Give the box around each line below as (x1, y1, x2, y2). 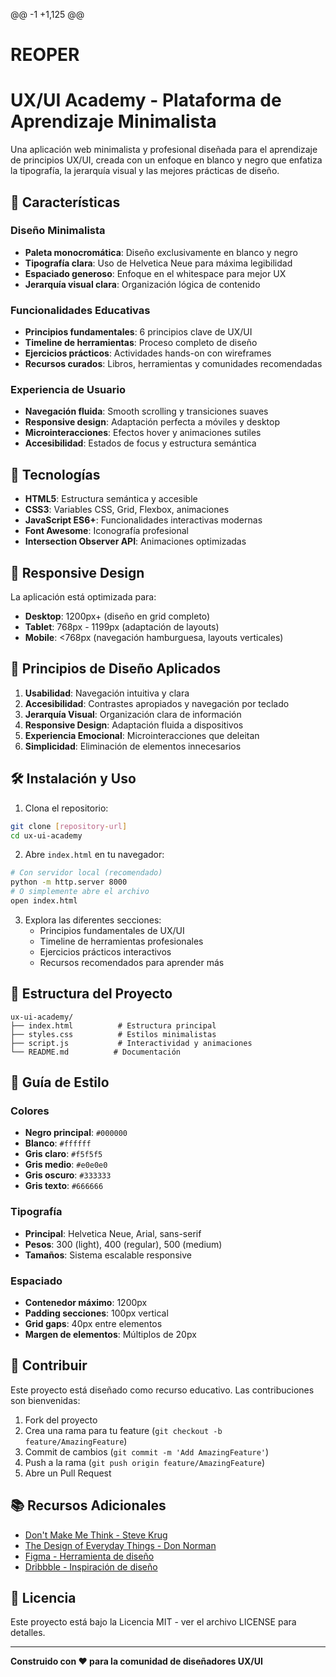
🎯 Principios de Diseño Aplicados (10, 660, 222, 678)
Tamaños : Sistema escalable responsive (24, 1249, 192, 1261)
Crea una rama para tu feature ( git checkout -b (24, 1424, 223, 1436)
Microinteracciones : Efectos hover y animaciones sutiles (24, 427, 262, 439)
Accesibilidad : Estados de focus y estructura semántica (24, 437, 257, 449)
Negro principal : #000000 (24, 1127, 128, 1139)
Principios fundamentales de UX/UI (39, 924, 185, 936)
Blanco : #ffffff (24, 1137, 92, 1149)
